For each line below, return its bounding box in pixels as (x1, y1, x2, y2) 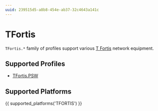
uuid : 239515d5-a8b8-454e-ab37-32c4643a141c (5, 7, 99, 12)
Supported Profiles (5, 59, 66, 68)
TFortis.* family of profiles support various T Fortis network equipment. (5, 45, 154, 51)
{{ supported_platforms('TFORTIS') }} (5, 101, 82, 107)
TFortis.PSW (12, 73, 38, 79)
